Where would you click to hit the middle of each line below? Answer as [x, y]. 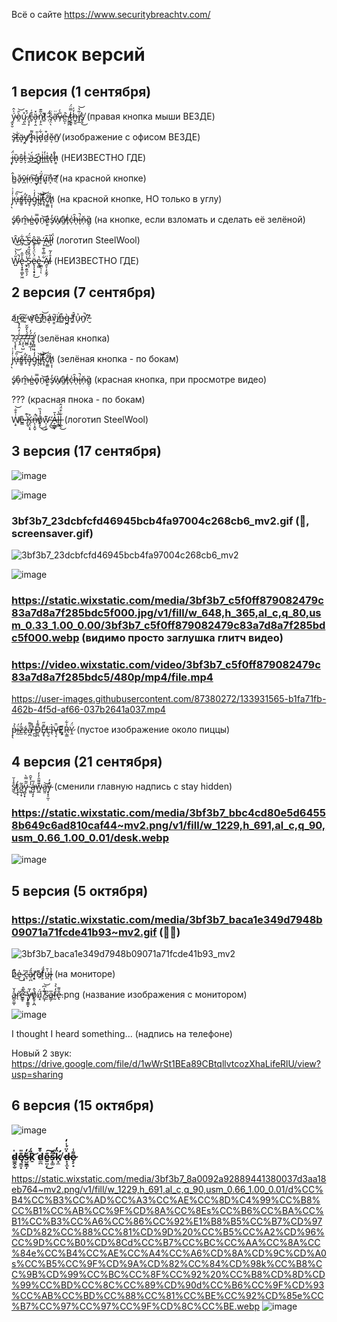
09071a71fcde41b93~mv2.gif [84, 932]
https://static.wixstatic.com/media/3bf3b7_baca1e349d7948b [167, 919]
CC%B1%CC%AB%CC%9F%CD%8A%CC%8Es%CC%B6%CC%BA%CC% [167, 1211]
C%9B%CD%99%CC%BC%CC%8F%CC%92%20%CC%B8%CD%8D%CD [168, 1275]
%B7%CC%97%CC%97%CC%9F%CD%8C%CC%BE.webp [136, 1306]
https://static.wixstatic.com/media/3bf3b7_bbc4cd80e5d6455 [168, 812]
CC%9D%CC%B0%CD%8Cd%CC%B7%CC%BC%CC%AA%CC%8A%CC [166, 1243]
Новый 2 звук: [42, 1053]
